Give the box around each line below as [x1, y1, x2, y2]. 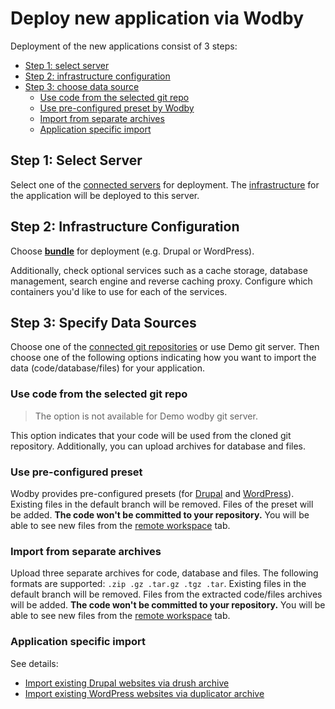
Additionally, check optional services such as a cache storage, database [10, 264, 308, 276]
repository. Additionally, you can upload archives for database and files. [10, 440, 307, 452]
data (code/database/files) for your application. [10, 362, 205, 374]
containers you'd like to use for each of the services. [10, 285, 228, 297]
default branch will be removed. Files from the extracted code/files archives [10, 588, 323, 601]
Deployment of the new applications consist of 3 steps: [10, 40, 238, 52]
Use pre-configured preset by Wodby [39, 102, 195, 114]
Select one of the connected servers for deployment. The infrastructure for [10, 178, 320, 191]
